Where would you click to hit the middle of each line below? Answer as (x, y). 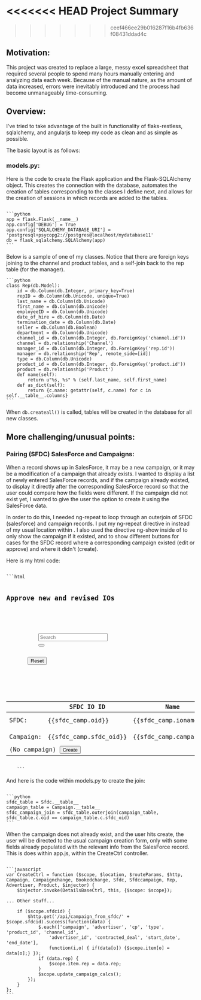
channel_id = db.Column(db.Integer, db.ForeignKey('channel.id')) (101, 338)
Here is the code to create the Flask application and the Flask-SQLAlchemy (99, 178)
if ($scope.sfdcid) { (44, 911)
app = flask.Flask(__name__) (42, 219)
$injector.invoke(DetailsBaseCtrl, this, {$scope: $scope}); (95, 890)
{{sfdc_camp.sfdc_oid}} (87, 737)
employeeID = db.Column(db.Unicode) (63, 312)
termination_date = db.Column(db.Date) (67, 322)
